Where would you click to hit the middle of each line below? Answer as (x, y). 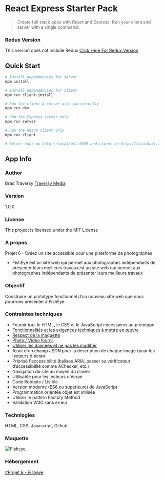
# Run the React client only (35, 130)
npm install (17, 81)
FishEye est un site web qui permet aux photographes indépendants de (84, 263)
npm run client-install (29, 95)
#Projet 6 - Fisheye (24, 472)
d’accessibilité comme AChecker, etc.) (51, 366)
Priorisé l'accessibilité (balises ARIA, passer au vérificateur (71, 361)
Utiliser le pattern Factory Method (46, 397)
